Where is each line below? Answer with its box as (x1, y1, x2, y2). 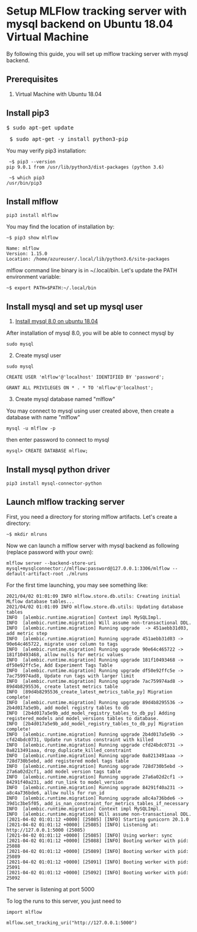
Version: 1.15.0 (6, 251, 47, 257)
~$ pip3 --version (9, 159, 56, 165)
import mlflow (6, 909, 43, 915)
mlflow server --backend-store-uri (6, 560, 97, 566)
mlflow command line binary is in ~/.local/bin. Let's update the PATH (6, 267, 178, 274)
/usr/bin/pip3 (6, 180, 43, 186)
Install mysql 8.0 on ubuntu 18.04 (15, 318, 98, 325)
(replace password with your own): (6, 548, 94, 555)
